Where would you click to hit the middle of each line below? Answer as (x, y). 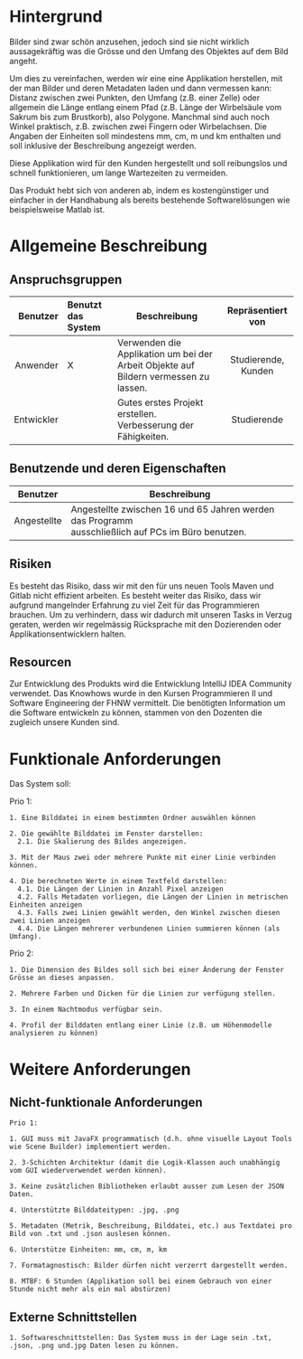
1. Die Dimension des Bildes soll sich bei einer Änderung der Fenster (147, 970)
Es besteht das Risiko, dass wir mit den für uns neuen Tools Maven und (142, 586)
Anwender (37, 365)
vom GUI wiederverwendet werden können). (88, 1171)
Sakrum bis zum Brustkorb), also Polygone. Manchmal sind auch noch (140, 117)
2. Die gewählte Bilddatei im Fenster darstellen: (106, 834)
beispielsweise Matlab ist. (57, 209)
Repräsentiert (257, 310)
